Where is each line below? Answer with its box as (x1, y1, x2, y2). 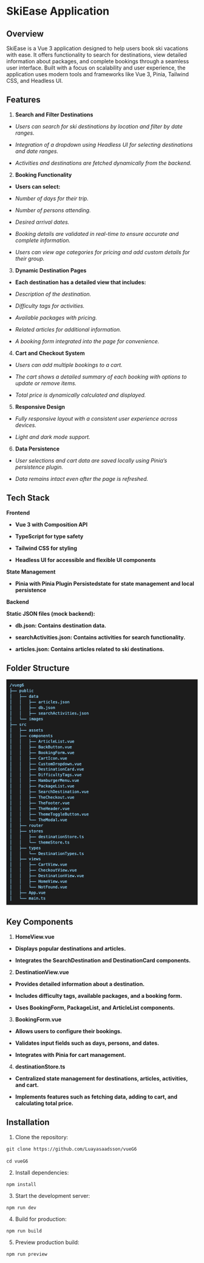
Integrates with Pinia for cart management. (15, 1051, 126, 1058)
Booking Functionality (15, 171, 72, 178)
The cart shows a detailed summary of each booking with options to (15, 373, 187, 380)
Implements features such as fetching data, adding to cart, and (15, 1093, 178, 1100)
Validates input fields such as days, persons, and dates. (15, 1039, 160, 1047)
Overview (6, 29, 44, 39)
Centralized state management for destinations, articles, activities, (15, 1075, 188, 1082)
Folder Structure (6, 663, 70, 674)
